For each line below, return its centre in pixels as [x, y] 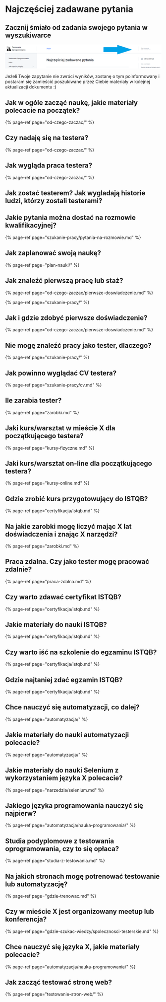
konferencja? [26, 919]
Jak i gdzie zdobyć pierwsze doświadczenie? [76, 318]
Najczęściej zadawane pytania [69, 9]
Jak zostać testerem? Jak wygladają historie [75, 193]
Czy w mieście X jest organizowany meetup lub [80, 912]
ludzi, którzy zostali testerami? [54, 201]
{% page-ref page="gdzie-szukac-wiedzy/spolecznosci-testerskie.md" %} [82, 931]
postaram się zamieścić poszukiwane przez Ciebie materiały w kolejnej [78, 82]
